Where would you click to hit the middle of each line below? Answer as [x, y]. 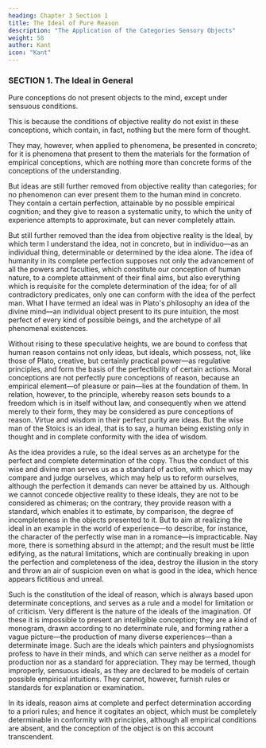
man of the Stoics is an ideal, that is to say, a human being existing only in [129, 429]
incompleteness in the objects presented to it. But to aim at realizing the [125, 520]
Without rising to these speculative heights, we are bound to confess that [128, 344]
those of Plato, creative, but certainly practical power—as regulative [120, 361]
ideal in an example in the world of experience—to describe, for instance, [128, 528]
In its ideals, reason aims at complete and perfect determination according [130, 703]
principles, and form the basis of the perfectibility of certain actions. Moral [130, 369]
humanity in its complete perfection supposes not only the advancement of [131, 261]
